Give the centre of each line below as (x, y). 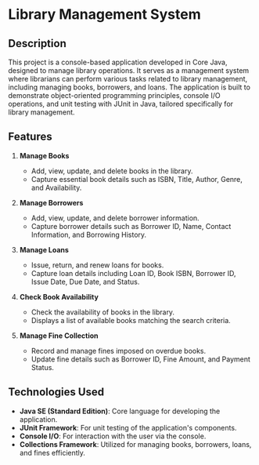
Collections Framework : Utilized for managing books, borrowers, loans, (135, 444)
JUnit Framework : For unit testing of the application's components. (128, 427)
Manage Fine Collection (59, 336)
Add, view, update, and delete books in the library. (112, 171)
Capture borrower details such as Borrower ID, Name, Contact (131, 226)
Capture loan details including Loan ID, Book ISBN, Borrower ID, (133, 273)
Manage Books (44, 155)
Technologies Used (56, 392)
